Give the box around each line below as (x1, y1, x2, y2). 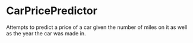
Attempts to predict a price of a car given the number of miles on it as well (6, 24, 188, 31)
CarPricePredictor (6, 4, 98, 18)
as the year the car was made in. (6, 29, 86, 37)
